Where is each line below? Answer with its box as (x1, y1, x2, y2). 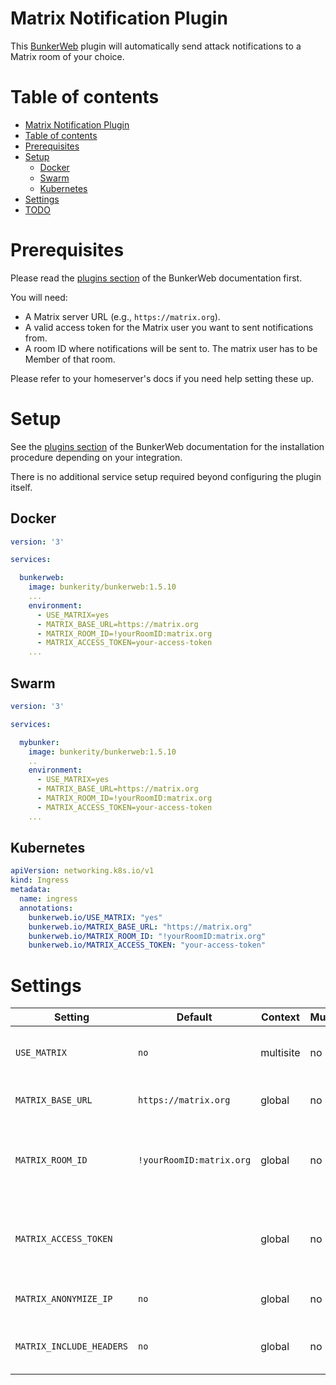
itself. (10, 481, 33, 493)
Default (176, 1010, 213, 1024)
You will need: (10, 291, 68, 303)
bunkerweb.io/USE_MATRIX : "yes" (28, 912, 163, 922)
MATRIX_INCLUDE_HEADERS (15, 1341, 129, 1352)
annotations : (19, 903, 74, 913)
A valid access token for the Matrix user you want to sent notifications (24, 321, 314, 333)
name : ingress (19, 894, 78, 904)
